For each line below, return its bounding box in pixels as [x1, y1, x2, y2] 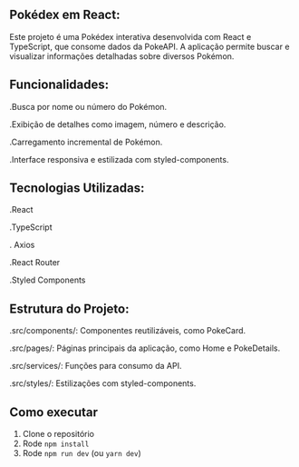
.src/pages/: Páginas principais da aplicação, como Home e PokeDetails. [9, 343, 281, 353]
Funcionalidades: [9, 77, 110, 93]
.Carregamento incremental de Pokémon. [9, 136, 163, 147]
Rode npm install [22, 438, 90, 449]
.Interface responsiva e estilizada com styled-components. [9, 154, 229, 164]
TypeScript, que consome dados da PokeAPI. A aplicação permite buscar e [9, 41, 290, 52]
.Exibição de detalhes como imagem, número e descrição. [9, 118, 227, 130]
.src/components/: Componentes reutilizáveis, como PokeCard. [9, 325, 246, 336]
